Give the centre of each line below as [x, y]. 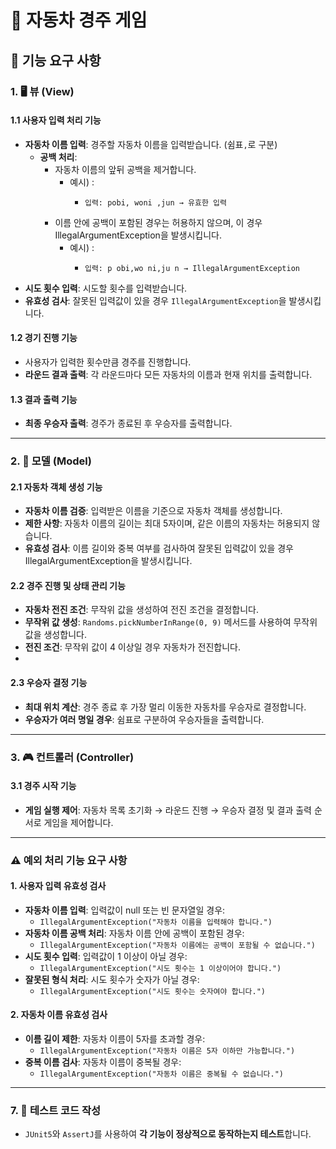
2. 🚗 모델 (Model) [51, 461]
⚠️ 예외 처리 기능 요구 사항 [69, 860]
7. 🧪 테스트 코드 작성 [56, 1111]
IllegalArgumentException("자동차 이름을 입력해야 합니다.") [156, 922]
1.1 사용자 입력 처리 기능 [56, 120]
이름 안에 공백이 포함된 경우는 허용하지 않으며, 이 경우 [158, 222]
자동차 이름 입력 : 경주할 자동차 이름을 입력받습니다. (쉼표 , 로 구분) [151, 144]
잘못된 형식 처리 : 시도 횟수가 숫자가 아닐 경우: [112, 979]
